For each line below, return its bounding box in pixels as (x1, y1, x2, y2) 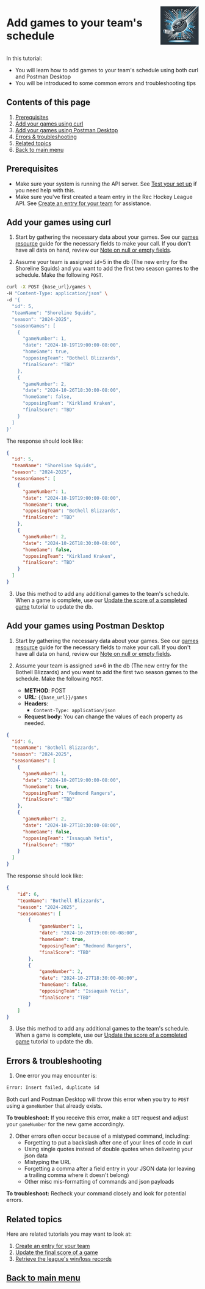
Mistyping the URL (24, 1159, 71, 1166)
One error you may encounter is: (15, 1072, 98, 1080)
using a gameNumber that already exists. (6, 1102, 103, 1110)
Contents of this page (6, 97, 90, 108)
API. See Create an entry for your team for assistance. (15, 200, 151, 207)
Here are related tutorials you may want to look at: (6, 1230, 132, 1238)
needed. (24, 719, 46, 726)
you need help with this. (15, 186, 76, 194)
